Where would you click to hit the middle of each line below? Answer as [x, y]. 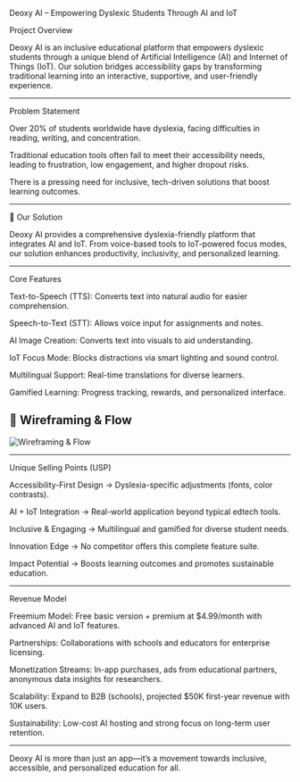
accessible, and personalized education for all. [95, 768]
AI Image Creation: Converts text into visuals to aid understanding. [131, 340]
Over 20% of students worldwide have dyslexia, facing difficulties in [135, 128]
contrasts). [29, 494]
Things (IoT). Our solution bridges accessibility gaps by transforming [135, 67]
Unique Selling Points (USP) [60, 467]
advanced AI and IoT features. [65, 625]
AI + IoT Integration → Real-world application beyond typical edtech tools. [145, 512]
